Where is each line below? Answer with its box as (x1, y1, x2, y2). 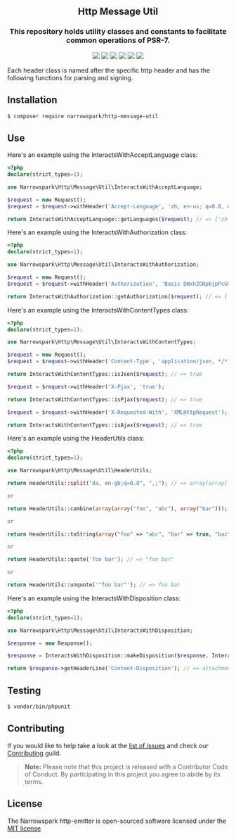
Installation (7, 94, 58, 106)
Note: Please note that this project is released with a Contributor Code (24, 762, 228, 771)
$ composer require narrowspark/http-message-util (7, 113, 159, 120)
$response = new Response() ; (7, 640, 93, 647)
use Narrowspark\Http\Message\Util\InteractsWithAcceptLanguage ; (7, 183, 202, 191)
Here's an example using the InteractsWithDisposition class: (7, 594, 181, 603)
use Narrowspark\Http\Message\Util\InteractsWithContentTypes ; (7, 339, 197, 346)
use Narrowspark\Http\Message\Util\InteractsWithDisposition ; (7, 626, 193, 634)
